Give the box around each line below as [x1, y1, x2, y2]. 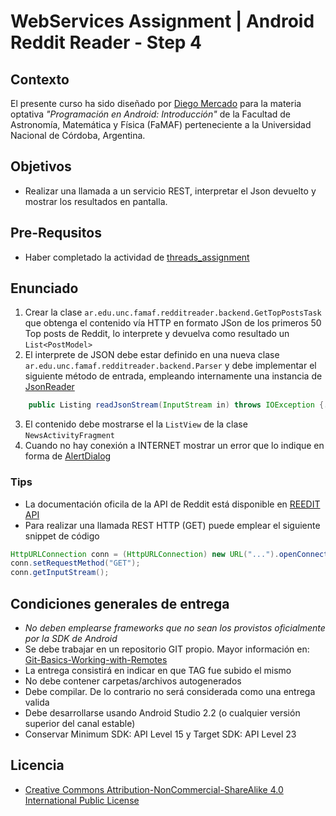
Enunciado [10, 280, 79, 297]
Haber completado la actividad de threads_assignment [24, 251, 250, 263]
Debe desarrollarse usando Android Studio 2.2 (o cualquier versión [24, 707, 301, 719]
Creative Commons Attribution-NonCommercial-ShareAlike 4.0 [24, 783, 284, 795]
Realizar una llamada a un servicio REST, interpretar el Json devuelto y [24, 185, 317, 197]
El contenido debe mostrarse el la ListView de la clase [24, 418, 248, 430]
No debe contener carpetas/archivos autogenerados [24, 675, 242, 687]
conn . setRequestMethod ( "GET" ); [10, 558, 141, 569]
